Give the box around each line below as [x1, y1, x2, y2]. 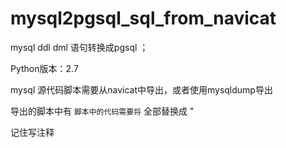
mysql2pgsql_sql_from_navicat [10, 7, 277, 30]
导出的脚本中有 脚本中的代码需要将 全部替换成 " [10, 105, 195, 117]
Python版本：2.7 [10, 62, 79, 74]
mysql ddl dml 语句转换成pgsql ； [10, 41, 149, 53]
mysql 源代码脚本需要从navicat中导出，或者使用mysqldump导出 [10, 83, 273, 96]
